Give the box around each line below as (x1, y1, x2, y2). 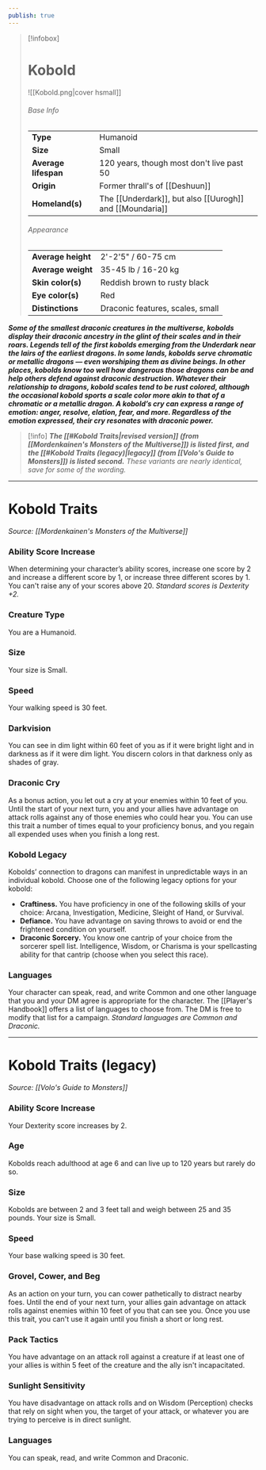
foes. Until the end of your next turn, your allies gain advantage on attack (8, 1297, 247, 1307)
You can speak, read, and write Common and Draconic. (8, 1453, 188, 1462)
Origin (31, 180, 56, 191)
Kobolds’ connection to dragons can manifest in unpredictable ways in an (8, 866, 248, 877)
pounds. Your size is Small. (8, 1213, 97, 1222)
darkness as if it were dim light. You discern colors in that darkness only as (8, 749, 253, 758)
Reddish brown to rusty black (100, 277, 210, 288)
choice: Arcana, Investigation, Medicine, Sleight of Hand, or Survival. (19, 908, 244, 917)
